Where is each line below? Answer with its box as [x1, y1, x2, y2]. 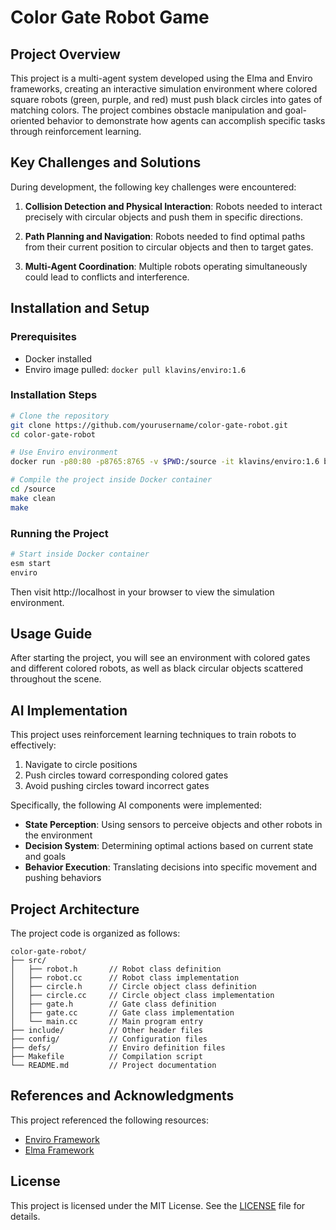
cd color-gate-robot [10, 429, 97, 440]
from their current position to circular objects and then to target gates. [24, 241, 314, 253]
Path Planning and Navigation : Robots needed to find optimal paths [24, 230, 306, 242]
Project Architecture [10, 901, 140, 918]
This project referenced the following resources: [10, 1114, 209, 1126]
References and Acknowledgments [10, 1087, 235, 1105]
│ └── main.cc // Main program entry [10, 1017, 203, 1027]
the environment [24, 829, 93, 841]
